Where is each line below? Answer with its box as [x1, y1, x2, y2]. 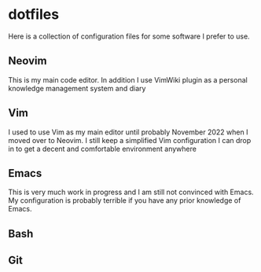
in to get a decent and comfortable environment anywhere [8, 144, 197, 153]
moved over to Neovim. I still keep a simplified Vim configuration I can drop [8, 135, 252, 145]
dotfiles [8, 6, 60, 24]
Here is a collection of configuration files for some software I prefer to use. [8, 31, 250, 41]
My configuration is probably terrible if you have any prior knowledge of [8, 196, 241, 205]
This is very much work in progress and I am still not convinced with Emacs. [8, 187, 254, 197]
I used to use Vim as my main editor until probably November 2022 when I [8, 127, 248, 137]
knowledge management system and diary [8, 83, 146, 93]
